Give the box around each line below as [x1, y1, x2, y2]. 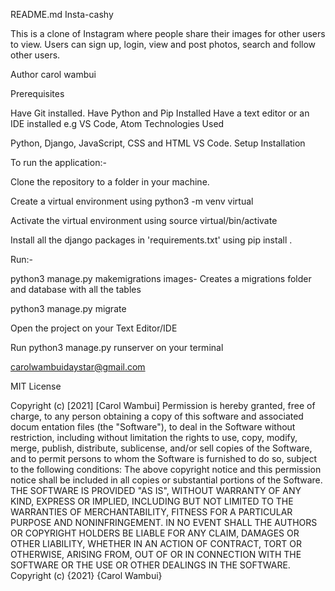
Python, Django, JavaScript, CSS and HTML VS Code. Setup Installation [10, 137, 306, 149]
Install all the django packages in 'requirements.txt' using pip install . [10, 234, 293, 246]
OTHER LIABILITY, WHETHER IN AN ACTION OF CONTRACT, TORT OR [10, 538, 302, 549]
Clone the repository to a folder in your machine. [10, 176, 210, 188]
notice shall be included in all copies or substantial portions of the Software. [10, 474, 323, 486]
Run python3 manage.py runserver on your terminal [10, 342, 224, 353]
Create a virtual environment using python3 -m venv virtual [10, 195, 254, 207]
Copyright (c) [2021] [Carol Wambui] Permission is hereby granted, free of [10, 400, 316, 411]
